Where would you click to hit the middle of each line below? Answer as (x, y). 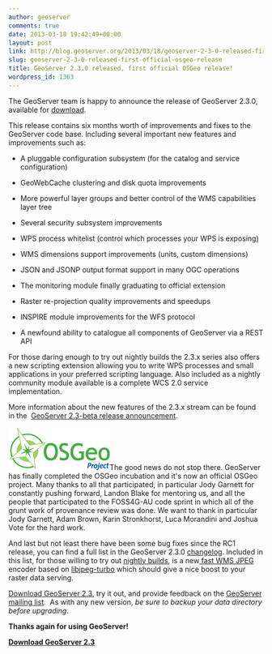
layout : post (30, 43)
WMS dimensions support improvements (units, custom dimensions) (134, 254)
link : (17, 51)
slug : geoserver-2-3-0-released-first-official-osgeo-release (115, 60)
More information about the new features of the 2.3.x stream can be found (132, 407)
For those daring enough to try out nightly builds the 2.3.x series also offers (134, 357)
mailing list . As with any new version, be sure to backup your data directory (135, 602)
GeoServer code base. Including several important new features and (122, 134)
